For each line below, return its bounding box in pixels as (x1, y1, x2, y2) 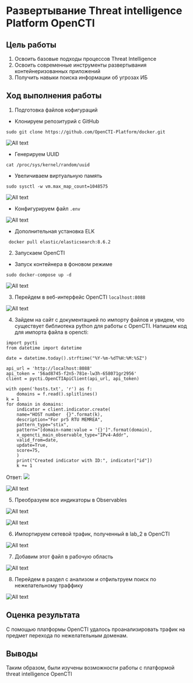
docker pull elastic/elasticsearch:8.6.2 (8, 239, 111, 245)
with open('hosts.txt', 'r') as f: (6, 386, 93, 392)
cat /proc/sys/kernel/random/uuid (6, 162, 90, 168)
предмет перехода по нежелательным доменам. (6, 632, 128, 639)
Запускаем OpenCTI (14, 249, 65, 256)
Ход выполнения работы (6, 91, 102, 101)
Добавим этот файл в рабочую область (14, 553, 114, 560)
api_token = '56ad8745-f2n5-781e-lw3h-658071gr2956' (6, 370, 137, 377)
